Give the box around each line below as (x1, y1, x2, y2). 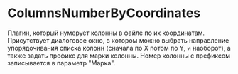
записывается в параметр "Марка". (7, 58, 116, 67)
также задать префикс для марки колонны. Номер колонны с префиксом (7, 51, 231, 60)
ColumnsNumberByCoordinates (7, 5, 201, 21)
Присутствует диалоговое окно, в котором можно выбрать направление (7, 36, 229, 44)
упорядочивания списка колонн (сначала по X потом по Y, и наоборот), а (7, 43, 231, 52)
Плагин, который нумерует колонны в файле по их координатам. (7, 28, 205, 37)
